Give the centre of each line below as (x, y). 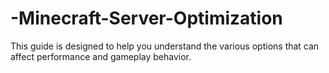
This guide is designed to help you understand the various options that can (165, 46)
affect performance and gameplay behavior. (101, 56)
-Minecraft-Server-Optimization (146, 18)
